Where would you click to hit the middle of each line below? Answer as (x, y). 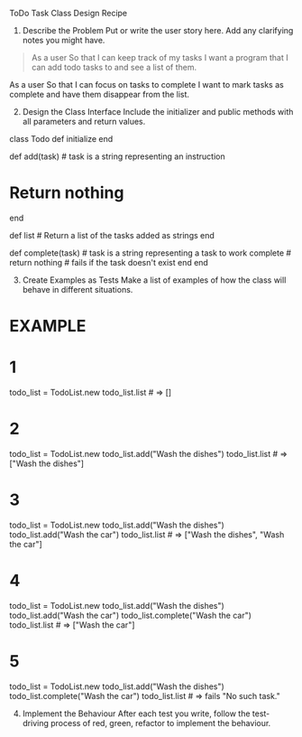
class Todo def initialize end (61, 139)
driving (36, 723)
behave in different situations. (78, 289)
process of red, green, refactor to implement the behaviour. (161, 723)
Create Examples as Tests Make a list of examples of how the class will (154, 280)
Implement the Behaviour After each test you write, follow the (136, 714)
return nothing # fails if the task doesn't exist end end (109, 262)
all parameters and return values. (84, 121)
